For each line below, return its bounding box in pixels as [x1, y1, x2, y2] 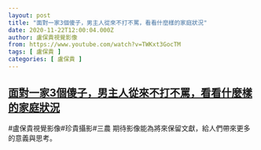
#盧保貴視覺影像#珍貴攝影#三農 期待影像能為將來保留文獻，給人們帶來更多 [8, 123, 251, 133]
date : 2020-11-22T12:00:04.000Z [8, 26, 114, 34]
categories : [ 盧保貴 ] [8, 56, 83, 64]
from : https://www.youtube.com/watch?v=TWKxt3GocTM [8, 41, 181, 49]
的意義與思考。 [8, 133, 57, 142]
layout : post [8, 11, 51, 20]
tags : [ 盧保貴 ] [8, 48, 61, 56]
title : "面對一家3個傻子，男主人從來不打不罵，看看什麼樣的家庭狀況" [8, 19, 208, 27]
